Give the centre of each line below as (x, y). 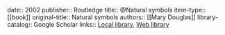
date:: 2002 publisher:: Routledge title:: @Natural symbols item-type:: (107, 10)
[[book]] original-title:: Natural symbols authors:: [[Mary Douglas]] (101, 17)
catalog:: (20, 24)
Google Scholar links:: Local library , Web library (101, 24)
